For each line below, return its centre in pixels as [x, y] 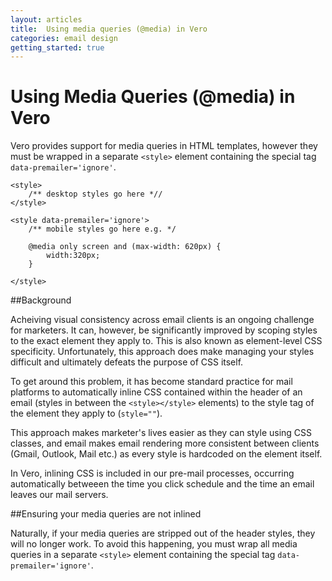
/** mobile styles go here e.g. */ [102, 229]
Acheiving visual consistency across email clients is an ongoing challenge [162, 320]
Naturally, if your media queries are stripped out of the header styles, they [163, 533]
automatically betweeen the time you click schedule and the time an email [162, 484]
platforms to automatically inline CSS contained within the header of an [156, 392]
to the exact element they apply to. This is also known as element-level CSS [166, 341]
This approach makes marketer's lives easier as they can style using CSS [161, 433]
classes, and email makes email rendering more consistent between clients [165, 443]
